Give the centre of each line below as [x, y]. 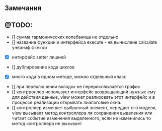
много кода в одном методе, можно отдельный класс [69, 77]
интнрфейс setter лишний [39, 57]
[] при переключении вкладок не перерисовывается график [76, 87]
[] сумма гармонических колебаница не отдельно [65, 37]
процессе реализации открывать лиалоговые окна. [67, 102]
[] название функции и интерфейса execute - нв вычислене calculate [84, 42]
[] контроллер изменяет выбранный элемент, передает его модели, [84, 108]
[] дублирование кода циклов [43, 67]
